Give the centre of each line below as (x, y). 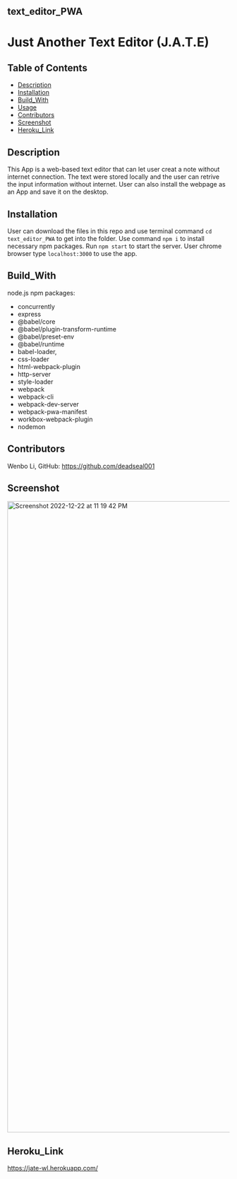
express (29, 314)
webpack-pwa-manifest (52, 411)
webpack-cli (36, 397)
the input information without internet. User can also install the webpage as (116, 184)
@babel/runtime (41, 344)
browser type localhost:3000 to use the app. (72, 254)
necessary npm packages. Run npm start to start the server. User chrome (115, 246)
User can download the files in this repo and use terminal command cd (110, 231)
